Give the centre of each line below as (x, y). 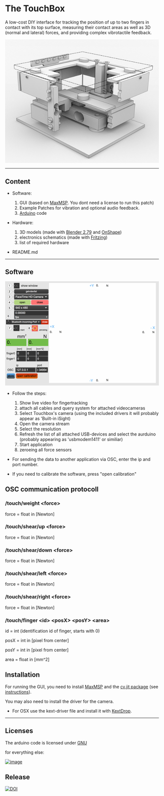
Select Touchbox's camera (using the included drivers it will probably (89, 413)
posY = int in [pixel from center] (37, 650)
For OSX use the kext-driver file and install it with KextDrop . (72, 711)
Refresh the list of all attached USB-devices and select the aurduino (88, 434)
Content (18, 181)
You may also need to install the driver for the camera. (60, 701)
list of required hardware (44, 242)
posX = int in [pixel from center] (37, 641)
